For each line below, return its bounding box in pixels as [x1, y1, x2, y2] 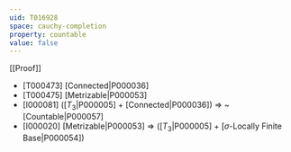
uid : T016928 [9, 13, 59, 22]
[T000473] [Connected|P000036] [22, 80, 150, 91]
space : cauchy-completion [9, 22, 106, 31]
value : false [9, 38, 59, 48]
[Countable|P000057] [22, 112, 104, 122]
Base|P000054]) [22, 132, 85, 143]
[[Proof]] [9, 63, 42, 74]
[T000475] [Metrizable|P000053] [22, 90, 148, 101]
